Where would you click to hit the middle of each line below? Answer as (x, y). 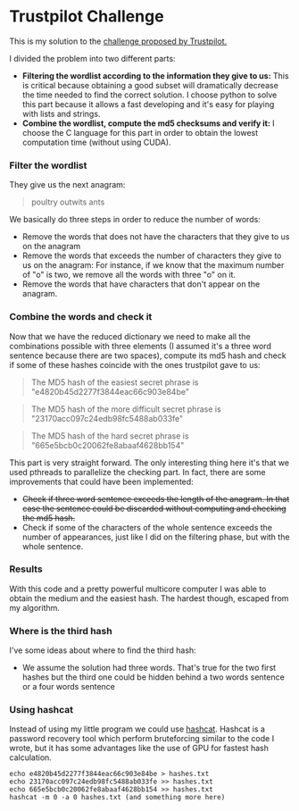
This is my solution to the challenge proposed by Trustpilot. (118, 41)
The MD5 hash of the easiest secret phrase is (115, 382)
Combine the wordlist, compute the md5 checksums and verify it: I (148, 123)
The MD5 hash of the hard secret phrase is (110, 436)
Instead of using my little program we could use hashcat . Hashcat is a (137, 729)
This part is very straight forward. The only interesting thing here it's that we (149, 463)
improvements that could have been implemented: (101, 481)
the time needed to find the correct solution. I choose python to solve (149, 95)
